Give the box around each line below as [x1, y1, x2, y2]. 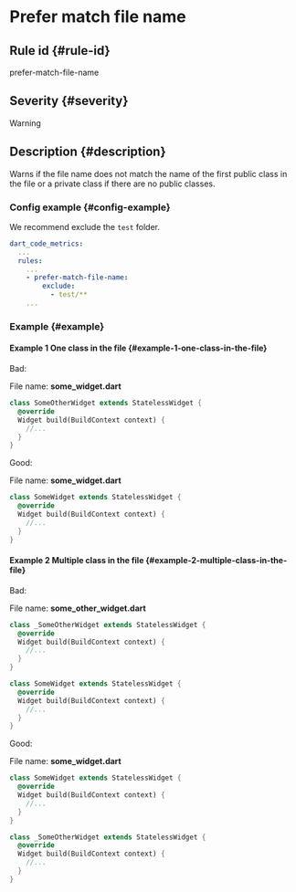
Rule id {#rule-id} [9, 43, 111, 58]
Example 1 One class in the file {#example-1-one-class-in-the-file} [9, 342, 268, 353]
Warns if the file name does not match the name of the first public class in [9, 168, 288, 179]
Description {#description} [9, 144, 166, 160]
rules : [17, 256, 43, 266]
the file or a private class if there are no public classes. [9, 178, 216, 189]
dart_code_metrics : [9, 239, 84, 248]
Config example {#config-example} [9, 201, 171, 214]
